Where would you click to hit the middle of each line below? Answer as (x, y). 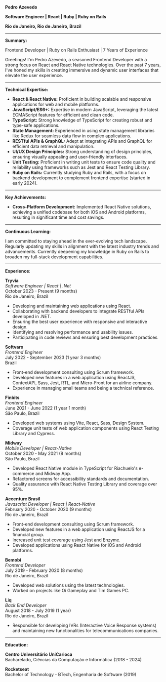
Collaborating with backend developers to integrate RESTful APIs (78, 311)
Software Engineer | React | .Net (38, 286)
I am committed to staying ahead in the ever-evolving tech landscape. (76, 241)
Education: (17, 645)
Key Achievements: (26, 197)
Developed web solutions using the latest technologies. (68, 585)
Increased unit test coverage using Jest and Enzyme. (66, 540)
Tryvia (12, 281)
